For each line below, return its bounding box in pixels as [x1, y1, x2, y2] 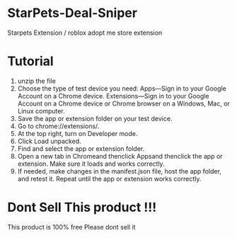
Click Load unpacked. [17, 137, 81, 145]
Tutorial [7, 53, 54, 69]
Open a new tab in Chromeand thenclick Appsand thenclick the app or [17, 152, 223, 160]
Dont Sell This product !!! [7, 200, 157, 215]
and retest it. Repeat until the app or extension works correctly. [17, 174, 202, 183]
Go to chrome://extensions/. [17, 122, 100, 130]
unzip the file [17, 76, 57, 85]
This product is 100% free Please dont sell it [7, 222, 136, 231]
